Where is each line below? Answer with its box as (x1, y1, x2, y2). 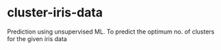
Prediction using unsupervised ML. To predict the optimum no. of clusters (7, 27, 215, 36)
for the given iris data (7, 34, 67, 42)
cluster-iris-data (7, 5, 103, 21)
